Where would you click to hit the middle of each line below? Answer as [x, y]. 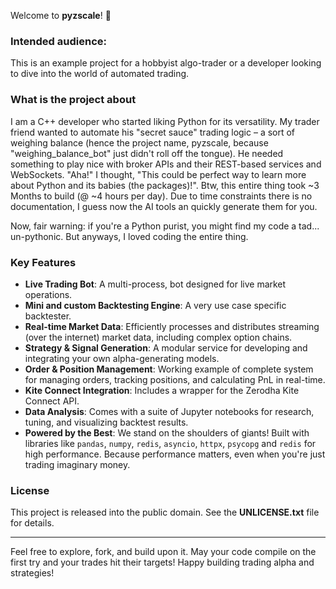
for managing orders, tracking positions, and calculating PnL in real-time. [175, 379]
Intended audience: [58, 41]
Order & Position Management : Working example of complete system [169, 369]
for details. [32, 523]
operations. [48, 294]
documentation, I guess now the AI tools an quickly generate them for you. [164, 206]
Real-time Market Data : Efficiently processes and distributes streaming [172, 326]
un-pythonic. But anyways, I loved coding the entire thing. [129, 236]
